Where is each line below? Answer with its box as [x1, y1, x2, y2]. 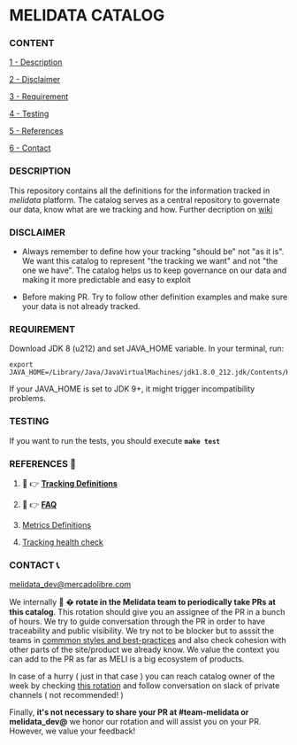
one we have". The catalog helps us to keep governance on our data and [21, 265, 287, 275]
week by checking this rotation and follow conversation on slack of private [9, 680, 280, 691]
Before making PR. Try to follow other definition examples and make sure [21, 291, 288, 302]
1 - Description [9, 57, 63, 67]
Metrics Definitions [21, 519, 91, 530]
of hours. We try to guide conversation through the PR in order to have [9, 617, 265, 627]
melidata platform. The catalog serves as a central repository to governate [9, 194, 280, 205]
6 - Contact [9, 143, 51, 153]
